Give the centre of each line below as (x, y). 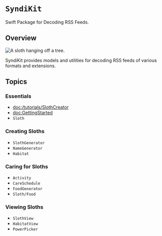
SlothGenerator (29, 143)
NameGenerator (27, 148)
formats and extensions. (30, 66)
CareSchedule (26, 183)
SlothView (23, 219)
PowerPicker (25, 229)
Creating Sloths (25, 132)
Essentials (18, 96)
